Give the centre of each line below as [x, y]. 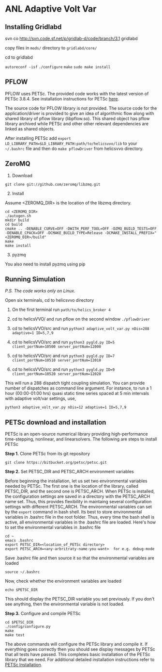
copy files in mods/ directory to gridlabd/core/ [51, 48]
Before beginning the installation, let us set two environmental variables [76, 481]
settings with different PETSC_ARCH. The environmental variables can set [79, 507]
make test [15, 635]
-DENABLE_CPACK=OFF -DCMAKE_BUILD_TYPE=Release [54, 233]
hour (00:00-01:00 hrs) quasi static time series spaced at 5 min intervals [77, 393]
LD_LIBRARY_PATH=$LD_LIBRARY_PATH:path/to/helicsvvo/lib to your [71, 143]
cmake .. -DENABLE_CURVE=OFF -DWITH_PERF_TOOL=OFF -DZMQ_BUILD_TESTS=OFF [81, 229]
